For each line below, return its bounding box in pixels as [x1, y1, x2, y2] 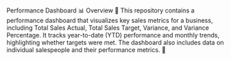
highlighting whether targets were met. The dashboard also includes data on [6, 38, 224, 46]
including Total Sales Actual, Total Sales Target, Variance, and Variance [6, 24, 210, 32]
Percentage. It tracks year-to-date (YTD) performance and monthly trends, [6, 31, 220, 39]
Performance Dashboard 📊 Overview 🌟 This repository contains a [6, 6, 195, 15]
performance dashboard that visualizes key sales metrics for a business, [6, 17, 214, 24]
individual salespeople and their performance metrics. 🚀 [6, 46, 167, 54]
